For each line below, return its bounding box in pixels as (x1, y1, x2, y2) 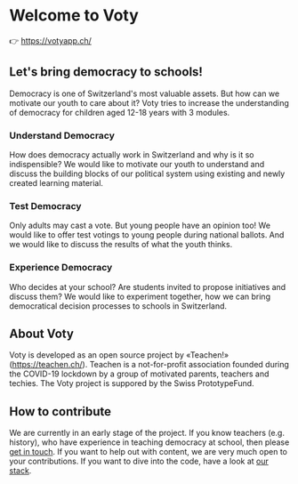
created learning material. (9, 178, 104, 189)
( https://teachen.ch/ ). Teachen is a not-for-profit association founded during (9, 359, 289, 370)
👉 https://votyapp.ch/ (9, 35, 92, 45)
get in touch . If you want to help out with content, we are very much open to (9, 447, 287, 457)
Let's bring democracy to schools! (9, 64, 203, 80)
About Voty (9, 327, 74, 342)
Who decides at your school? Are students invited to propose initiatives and (9, 281, 286, 292)
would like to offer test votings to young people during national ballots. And (9, 230, 285, 240)
